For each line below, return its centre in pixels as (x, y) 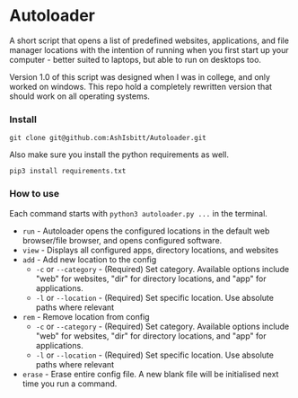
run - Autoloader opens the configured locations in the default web (146, 231)
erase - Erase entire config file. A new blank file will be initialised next (150, 374)
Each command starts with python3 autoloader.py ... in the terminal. (138, 213)
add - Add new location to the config (89, 259)
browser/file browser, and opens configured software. (122, 240)
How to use (35, 194)
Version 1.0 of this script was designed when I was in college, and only (140, 76)
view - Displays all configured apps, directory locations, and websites (150, 250)
